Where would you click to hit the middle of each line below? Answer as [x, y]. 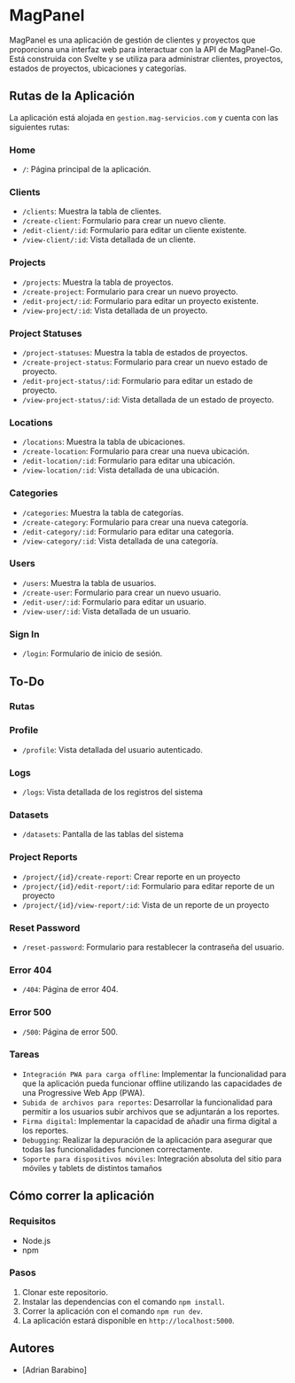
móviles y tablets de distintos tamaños [92, 1168]
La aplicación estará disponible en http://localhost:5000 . [128, 1320]
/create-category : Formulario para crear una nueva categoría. [135, 522]
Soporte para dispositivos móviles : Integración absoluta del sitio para [151, 1159]
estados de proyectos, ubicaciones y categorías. [98, 68]
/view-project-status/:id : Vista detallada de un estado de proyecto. [148, 399]
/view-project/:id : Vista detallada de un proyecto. [115, 310]
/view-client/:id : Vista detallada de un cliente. [109, 239]
